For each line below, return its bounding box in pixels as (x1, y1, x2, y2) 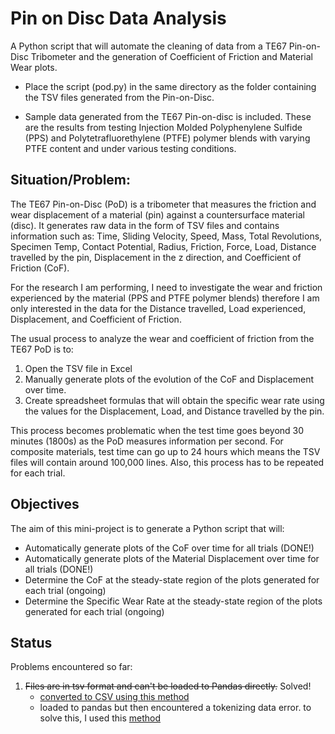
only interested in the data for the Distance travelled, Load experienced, (10, 302, 307, 314)
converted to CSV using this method (39, 691, 190, 703)
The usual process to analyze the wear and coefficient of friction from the (10, 332, 315, 344)
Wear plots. (10, 61, 58, 73)
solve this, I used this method (39, 712, 162, 724)
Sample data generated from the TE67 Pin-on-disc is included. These (24, 110, 312, 122)
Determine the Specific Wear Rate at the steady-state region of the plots (24, 595, 323, 607)
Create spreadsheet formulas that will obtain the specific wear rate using (24, 394, 325, 406)
